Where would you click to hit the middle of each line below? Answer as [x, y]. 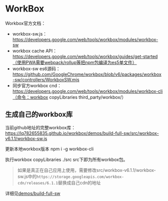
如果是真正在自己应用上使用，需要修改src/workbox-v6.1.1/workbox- [86, 170]
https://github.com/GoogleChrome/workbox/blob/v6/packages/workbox [87, 74]
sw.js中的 [27, 176]
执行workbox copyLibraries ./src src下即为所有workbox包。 [66, 159]
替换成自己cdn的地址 [79, 182]
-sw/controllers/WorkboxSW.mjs [46, 79]
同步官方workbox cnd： [37, 85]
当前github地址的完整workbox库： [40, 127]
